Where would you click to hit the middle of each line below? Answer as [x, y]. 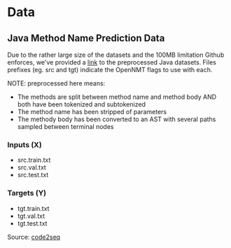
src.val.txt [32, 167]
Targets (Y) [27, 193]
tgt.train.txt [33, 208]
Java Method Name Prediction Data [86, 38]
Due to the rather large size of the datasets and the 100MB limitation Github [116, 55]
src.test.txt [33, 175]
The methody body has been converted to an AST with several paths [117, 119]
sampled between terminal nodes [65, 126]
